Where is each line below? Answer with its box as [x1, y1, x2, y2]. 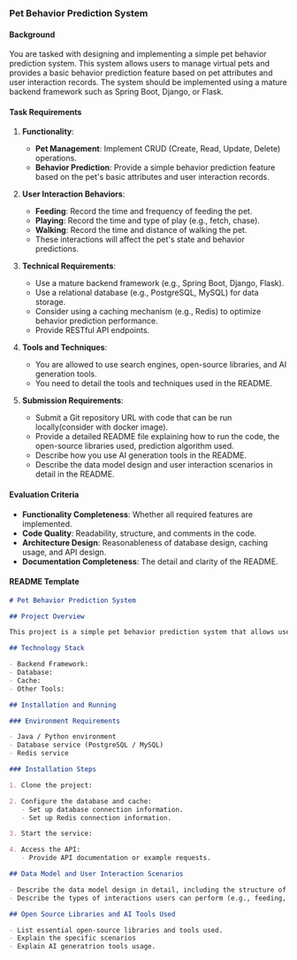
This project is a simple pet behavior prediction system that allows [9, 628, 275, 637]
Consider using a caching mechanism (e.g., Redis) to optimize [34, 306, 262, 317]
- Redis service [9, 749, 69, 758]
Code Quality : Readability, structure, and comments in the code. [21, 528, 257, 538]
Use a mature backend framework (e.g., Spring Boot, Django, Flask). [34, 278, 285, 289]
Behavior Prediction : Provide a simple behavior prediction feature [34, 162, 276, 173]
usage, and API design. [21, 546, 107, 557]
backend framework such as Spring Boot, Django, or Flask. [9, 87, 224, 97]
